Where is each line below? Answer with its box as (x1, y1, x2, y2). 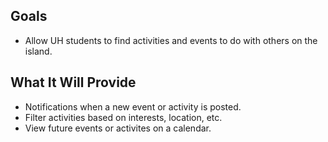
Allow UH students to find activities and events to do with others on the (24, 34, 318, 46)
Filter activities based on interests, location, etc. (24, 111, 223, 123)
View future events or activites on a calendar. (24, 122, 212, 134)
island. (24, 45, 53, 57)
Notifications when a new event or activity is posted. (24, 100, 242, 113)
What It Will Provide (10, 74, 137, 91)
